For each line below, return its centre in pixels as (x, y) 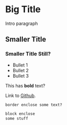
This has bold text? (25, 85)
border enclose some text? (34, 105)
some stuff (17, 118)
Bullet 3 (21, 76)
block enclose (20, 114)
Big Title (23, 9)
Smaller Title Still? (28, 54)
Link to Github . (21, 96)
